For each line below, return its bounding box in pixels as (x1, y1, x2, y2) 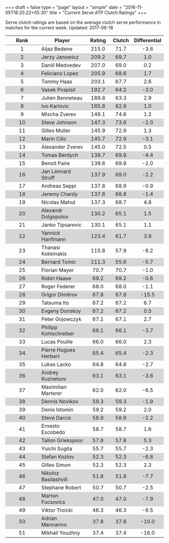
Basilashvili (41, 476, 68, 483)
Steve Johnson (41, 119, 77, 126)
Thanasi (41, 244, 60, 251)
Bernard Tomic (41, 258, 76, 265)
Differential (134, 37, 161, 44)
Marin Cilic (41, 135, 67, 142)
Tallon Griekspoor (41, 437, 83, 444)
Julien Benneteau (41, 95, 83, 101)
